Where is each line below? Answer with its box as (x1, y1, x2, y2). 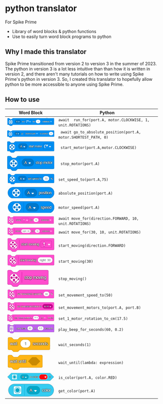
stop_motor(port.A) (60, 162, 100, 166)
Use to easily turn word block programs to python (12, 34, 112, 39)
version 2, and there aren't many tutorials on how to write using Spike (5, 71, 144, 77)
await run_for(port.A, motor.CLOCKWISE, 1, (58, 118, 150, 123)
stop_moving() (58, 276, 87, 281)
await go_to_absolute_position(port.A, (60, 129, 141, 134)
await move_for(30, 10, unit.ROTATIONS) (58, 230, 141, 235)
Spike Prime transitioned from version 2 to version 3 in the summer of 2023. (5, 60, 157, 66)
